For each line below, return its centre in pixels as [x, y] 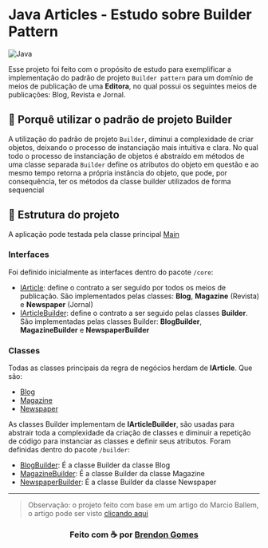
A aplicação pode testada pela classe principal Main [94, 234]
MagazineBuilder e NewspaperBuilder [85, 329]
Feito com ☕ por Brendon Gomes [134, 534]
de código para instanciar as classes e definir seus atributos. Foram [120, 441]
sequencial [26, 190]
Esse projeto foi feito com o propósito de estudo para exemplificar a [120, 69]
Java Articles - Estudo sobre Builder [130, 15]
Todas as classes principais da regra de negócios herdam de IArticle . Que [130, 368]
